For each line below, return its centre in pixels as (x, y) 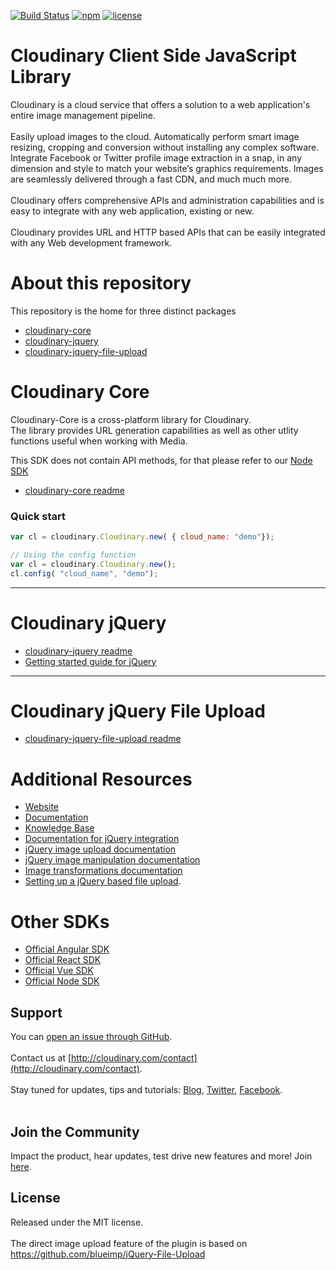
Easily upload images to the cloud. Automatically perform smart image (155, 136)
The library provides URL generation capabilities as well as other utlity (154, 430)
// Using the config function (73, 555)
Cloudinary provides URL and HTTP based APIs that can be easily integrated (168, 232)
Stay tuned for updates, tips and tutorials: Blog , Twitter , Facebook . (146, 1090)
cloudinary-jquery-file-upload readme (103, 739)
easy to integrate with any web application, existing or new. (132, 211)
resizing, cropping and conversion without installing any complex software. (165, 147)
